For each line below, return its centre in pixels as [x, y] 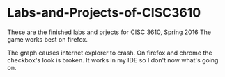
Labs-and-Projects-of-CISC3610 [104, 13]
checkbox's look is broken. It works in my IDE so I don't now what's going [113, 60]
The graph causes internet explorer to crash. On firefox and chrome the [110, 53]
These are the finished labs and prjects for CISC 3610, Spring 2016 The [109, 32]
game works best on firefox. [48, 39]
